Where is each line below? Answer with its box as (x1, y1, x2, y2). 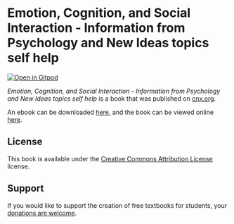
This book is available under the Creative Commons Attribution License (7, 154, 213, 163)
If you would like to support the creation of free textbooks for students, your (7, 201, 227, 209)
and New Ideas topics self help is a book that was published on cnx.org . (7, 94, 216, 103)
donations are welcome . (7, 209, 77, 217)
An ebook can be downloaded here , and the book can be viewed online (7, 108, 214, 116)
